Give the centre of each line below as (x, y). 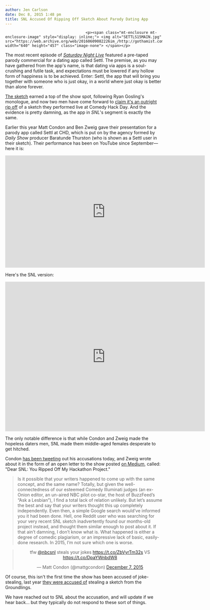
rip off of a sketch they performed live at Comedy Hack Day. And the (76, 107)
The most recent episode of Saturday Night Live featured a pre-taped (77, 55)
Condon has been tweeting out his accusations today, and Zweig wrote (78, 459)
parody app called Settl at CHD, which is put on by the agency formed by (80, 133)
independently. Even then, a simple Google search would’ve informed (89, 511)
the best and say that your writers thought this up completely (80, 506)
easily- (152, 537)
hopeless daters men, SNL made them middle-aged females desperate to (81, 444)
